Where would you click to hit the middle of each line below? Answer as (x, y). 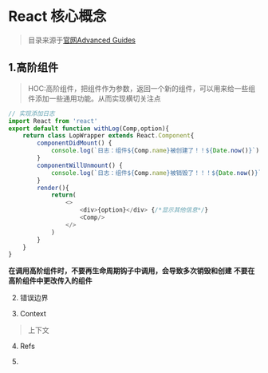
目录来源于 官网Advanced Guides (81, 40)
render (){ (53, 188)
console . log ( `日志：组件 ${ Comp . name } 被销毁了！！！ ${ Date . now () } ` (156, 173)
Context (33, 314)
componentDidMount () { (75, 143)
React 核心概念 (57, 16)
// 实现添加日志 (32, 113)
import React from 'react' (53, 121)
